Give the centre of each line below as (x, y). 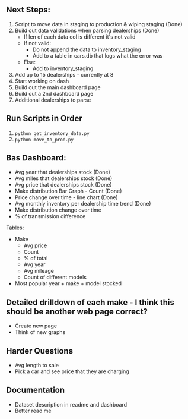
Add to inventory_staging (63, 68)
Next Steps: (28, 10)
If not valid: (37, 43)
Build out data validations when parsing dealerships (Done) (87, 30)
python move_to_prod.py (44, 140)
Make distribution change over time (58, 210)
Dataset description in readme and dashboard (71, 404)
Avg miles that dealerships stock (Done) (63, 178)
